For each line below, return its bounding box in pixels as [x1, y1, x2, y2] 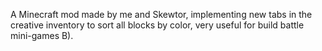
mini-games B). [10, 30, 74, 41]
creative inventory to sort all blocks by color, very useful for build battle [10, 19, 305, 31]
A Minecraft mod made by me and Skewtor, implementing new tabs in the [10, 9, 313, 20]
